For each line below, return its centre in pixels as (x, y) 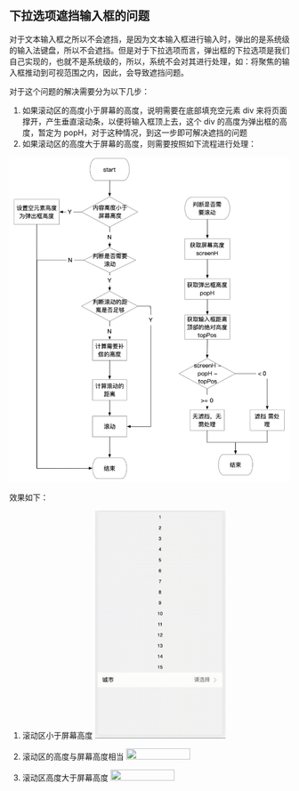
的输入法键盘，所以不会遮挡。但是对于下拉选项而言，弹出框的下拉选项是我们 (149, 50)
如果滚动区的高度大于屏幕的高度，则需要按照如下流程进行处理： (139, 143)
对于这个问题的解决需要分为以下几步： (79, 91)
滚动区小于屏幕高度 (57, 736)
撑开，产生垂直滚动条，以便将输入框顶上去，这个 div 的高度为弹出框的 (151, 121)
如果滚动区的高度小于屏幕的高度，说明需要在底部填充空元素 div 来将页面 (154, 110)
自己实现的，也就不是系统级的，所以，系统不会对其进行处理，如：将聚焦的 (145, 61)
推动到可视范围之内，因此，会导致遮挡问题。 (106, 72)
